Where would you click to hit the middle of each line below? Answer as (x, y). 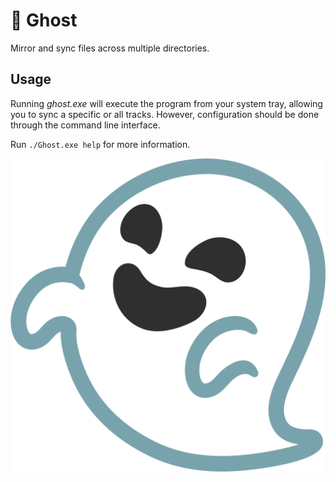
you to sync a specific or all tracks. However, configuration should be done (165, 114)
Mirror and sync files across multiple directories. (110, 48)
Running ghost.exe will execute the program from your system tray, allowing (166, 103)
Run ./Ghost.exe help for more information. (100, 144)
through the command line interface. (85, 125)
